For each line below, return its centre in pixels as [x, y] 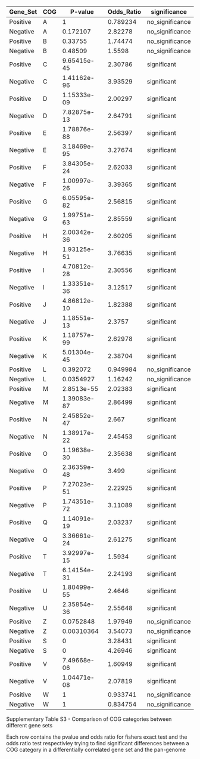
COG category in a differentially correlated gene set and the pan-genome [96, 749]
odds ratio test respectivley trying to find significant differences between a [98, 743]
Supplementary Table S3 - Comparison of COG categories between [89, 719]
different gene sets [29, 725]
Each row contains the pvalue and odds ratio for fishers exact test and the [97, 737]
